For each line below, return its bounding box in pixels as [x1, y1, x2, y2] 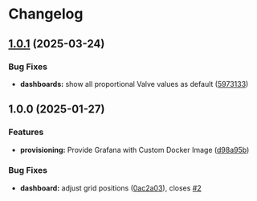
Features [8, 126, 44, 137]
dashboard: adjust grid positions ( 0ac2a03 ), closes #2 [19, 183, 202, 193]
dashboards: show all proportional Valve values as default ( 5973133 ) [19, 79, 249, 88]
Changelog [8, 5, 84, 23]
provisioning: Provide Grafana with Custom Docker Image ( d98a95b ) [19, 145, 250, 154]
